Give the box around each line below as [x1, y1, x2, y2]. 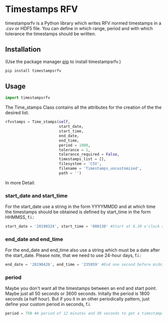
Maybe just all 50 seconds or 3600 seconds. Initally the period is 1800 [5, 290, 150, 296]
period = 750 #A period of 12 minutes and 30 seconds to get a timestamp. [5, 311, 164, 316]
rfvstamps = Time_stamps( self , [5, 119, 70, 125]
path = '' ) [58, 170, 81, 176]
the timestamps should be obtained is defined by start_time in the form [5, 209, 151, 215]
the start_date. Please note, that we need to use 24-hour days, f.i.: [5, 252, 141, 258]
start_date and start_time [5, 192, 68, 199]
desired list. [5, 110, 29, 116]
